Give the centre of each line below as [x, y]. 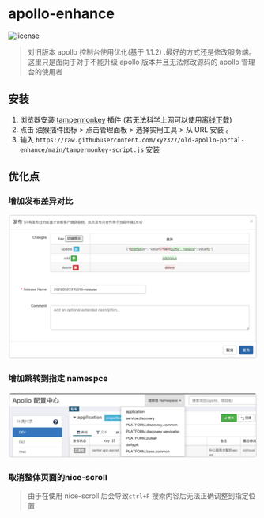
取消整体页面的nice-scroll [58, 477]
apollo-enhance [61, 14]
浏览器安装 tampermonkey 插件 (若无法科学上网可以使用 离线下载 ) [126, 119]
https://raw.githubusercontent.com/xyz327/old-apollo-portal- [140, 140]
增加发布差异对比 [41, 201]
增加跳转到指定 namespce [58, 379]
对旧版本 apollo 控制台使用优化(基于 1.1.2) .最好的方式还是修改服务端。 [141, 51]
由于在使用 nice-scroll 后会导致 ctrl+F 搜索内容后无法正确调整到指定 [138, 496]
